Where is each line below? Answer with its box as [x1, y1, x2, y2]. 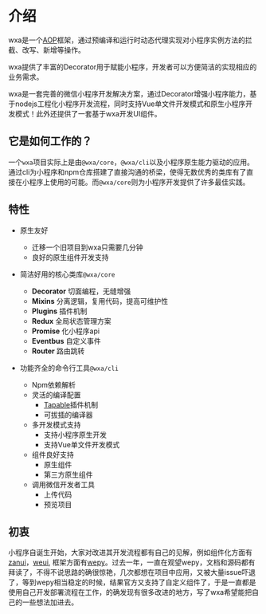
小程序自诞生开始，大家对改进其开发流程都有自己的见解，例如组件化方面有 [8, 548, 252, 557]
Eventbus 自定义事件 [31, 336, 101, 345]
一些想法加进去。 [22, 597, 78, 607]
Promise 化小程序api [31, 326, 100, 336]
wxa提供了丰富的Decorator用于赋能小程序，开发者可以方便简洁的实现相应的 [8, 61, 257, 72]
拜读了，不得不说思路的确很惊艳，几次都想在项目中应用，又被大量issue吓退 [8, 568, 256, 577]
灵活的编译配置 [31, 390, 81, 399]
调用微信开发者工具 [31, 479, 96, 489]
